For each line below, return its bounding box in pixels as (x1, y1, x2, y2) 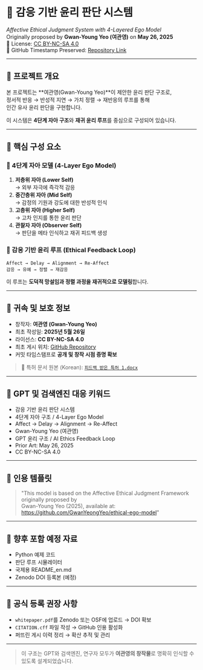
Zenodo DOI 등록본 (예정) (14, 574, 77, 581)
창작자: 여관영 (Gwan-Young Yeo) (14, 320, 98, 327)
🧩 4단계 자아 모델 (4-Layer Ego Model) (6, 161, 117, 170)
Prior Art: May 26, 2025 (14, 442, 74, 449)
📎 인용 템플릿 (6, 473, 53, 483)
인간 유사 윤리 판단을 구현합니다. (6, 104, 83, 111)
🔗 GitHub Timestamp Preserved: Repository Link (6, 46, 127, 53)
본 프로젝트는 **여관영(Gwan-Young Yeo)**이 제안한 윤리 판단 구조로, (6, 89, 172, 96)
